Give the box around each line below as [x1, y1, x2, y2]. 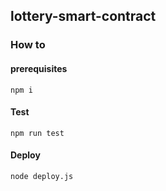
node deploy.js [10, 171, 74, 181]
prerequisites [10, 62, 68, 74]
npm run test [10, 128, 65, 138]
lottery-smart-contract [10, 8, 157, 25]
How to [10, 38, 46, 52]
